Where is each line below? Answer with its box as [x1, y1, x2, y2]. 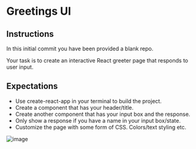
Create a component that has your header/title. [15, 104, 134, 111]
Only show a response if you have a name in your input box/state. [15, 117, 181, 124]
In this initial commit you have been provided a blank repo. [6, 45, 154, 52]
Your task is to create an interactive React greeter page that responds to [6, 57, 189, 64]
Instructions [6, 29, 54, 39]
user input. [6, 63, 34, 71]
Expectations [6, 81, 58, 91]
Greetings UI [6, 4, 72, 18]
